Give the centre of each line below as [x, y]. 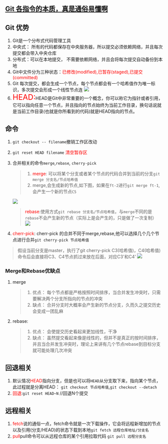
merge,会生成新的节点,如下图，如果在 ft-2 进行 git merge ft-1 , [96, 185]
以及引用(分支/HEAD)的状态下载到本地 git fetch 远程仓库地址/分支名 [80, 429]
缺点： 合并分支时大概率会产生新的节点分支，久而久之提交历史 [96, 305]
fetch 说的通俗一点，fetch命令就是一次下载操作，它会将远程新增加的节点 [86, 423]
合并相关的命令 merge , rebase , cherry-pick [54, 163]
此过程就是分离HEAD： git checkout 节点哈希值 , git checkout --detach [85, 387]
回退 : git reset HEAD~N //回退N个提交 [50, 393]
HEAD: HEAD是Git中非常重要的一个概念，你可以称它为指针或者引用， [87, 97]
